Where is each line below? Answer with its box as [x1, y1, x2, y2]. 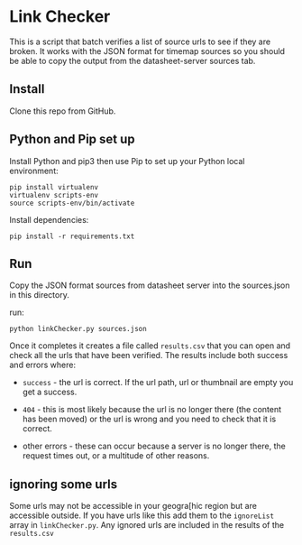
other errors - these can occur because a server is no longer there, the [22, 440, 286, 452]
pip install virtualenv [9, 182, 99, 191]
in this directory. [9, 290, 69, 300]
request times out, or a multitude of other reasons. [22, 450, 210, 461]
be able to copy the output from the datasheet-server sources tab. [9, 55, 256, 66]
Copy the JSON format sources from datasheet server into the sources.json [9, 280, 290, 291]
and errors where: [9, 359, 77, 371]
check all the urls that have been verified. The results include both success [9, 350, 288, 361]
